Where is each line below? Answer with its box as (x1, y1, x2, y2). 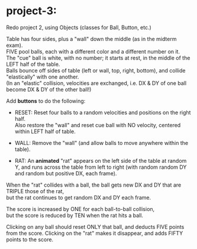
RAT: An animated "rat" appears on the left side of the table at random (14, 157, 187, 164)
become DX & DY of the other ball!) (6, 86, 92, 93)
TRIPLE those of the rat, (6, 187, 64, 194)
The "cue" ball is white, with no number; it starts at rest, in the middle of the (6, 54, 190, 61)
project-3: (6, 4, 57, 18)
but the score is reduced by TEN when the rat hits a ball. (6, 212, 144, 219)
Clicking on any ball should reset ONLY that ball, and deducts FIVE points (6, 223, 185, 230)
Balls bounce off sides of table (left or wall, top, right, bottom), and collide (6, 67, 186, 74)
